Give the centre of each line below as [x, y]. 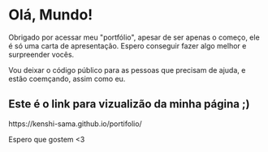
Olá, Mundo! [51, 15]
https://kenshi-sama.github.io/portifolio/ [75, 124]
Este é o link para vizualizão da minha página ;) [129, 104]
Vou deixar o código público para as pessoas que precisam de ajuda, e [127, 70]
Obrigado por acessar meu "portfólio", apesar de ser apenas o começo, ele [134, 37]
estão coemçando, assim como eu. [67, 78]
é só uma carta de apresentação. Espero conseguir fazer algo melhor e [128, 45]
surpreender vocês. [41, 54]
